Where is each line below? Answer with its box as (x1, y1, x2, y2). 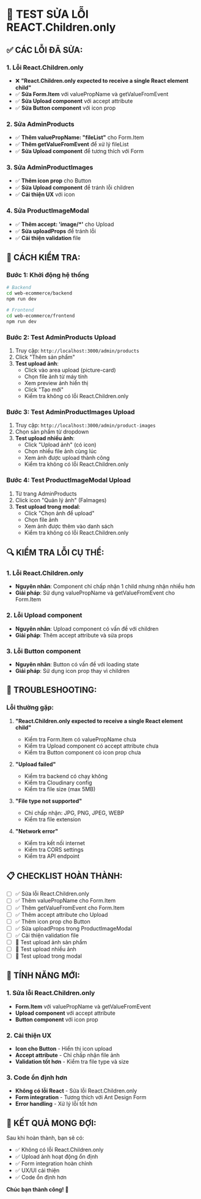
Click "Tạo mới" (24, 386, 64, 393)
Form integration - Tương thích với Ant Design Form (15, 1094, 147, 1101)
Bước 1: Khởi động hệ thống (6, 271, 90, 279)
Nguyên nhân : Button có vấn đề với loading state (15, 660, 139, 668)
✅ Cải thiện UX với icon (15, 191, 75, 198)
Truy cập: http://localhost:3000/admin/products (15, 347, 139, 354)
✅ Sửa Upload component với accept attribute (15, 97, 133, 105)
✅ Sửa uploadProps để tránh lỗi (15, 227, 97, 235)
